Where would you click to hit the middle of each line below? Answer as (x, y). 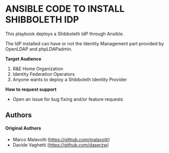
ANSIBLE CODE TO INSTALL (65, 9)
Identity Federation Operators (44, 74)
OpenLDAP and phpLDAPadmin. (39, 49)
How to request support (31, 89)
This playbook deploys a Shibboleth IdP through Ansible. (65, 34)
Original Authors (23, 128)
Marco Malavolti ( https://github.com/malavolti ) (61, 139)
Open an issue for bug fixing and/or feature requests (68, 99)
